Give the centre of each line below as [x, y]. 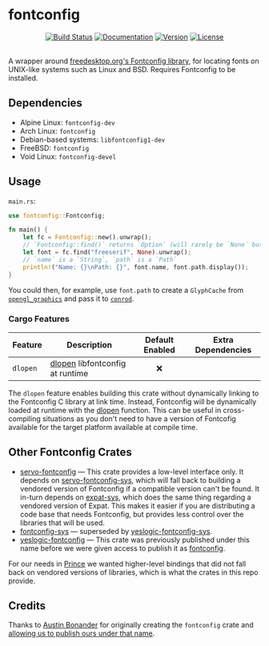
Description [90, 344]
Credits [27, 606]
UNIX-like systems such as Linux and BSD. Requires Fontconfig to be [122, 69]
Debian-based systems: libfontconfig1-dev [92, 139]
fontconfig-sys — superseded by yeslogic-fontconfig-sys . [116, 531]
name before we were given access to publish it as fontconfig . [122, 548]
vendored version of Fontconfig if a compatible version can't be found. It [140, 488]
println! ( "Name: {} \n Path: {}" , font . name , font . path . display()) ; [136, 267]
